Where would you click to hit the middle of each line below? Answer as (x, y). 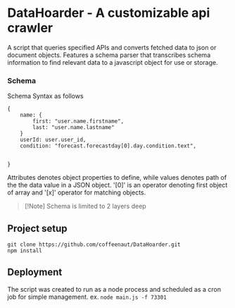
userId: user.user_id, (53, 140)
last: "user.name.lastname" (74, 128)
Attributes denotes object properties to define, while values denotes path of (117, 178)
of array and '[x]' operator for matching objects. (77, 192)
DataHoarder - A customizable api (109, 13)
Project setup (38, 228)
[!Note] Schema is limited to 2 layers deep (85, 207)
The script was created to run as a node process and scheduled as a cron (114, 289)
